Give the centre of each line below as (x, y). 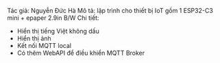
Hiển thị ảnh (34, 38)
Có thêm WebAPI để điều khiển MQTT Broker (81, 53)
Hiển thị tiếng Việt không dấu (58, 31)
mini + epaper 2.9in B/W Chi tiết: (53, 18)
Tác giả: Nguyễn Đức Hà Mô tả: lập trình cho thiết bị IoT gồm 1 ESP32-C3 (110, 11)
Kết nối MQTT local (44, 46)
